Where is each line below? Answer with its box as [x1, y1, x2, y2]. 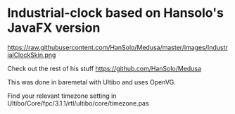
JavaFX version [7, 20, 101, 36]
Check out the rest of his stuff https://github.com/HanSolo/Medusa [7, 64, 202, 72]
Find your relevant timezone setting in [7, 91, 117, 100]
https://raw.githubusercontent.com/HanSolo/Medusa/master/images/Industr [7, 43, 229, 51]
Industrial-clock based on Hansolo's [7, 5, 224, 21]
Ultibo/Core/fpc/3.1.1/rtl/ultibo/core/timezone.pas [7, 99, 149, 107]
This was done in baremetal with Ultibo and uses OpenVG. [7, 77, 176, 86]
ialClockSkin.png [7, 51, 56, 59]
